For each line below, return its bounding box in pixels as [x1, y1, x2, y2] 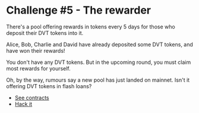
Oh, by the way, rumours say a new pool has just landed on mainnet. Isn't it [6, 76, 190, 83]
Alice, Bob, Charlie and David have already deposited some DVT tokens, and [6, 41, 193, 48]
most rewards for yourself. [6, 64, 71, 72]
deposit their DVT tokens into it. [6, 29, 84, 36]
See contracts [14, 94, 49, 101]
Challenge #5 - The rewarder [6, 4, 151, 17]
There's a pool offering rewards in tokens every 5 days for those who [6, 23, 175, 30]
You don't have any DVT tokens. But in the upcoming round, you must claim [6, 59, 191, 66]
